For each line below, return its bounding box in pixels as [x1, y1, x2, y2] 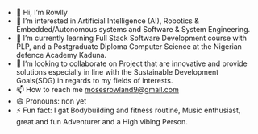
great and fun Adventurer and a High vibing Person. [15, 117, 188, 126]
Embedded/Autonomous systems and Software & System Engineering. [15, 25, 251, 34]
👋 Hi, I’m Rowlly [15, 8, 69, 17]
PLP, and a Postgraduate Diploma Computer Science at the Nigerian [15, 42, 242, 51]
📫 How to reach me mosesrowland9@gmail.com [15, 85, 180, 94]
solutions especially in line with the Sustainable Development [15, 67, 219, 76]
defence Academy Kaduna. [15, 51, 107, 59]
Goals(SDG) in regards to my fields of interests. [15, 76, 173, 85]
